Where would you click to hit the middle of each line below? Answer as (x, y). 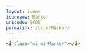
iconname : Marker (27, 17)
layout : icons (24, 11)
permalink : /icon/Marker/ (38, 28)
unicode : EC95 (24, 22)
